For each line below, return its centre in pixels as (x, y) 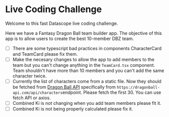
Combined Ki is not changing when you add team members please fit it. (87, 103)
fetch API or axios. (32, 98)
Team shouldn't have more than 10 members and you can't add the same (88, 71)
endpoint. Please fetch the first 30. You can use (112, 93)
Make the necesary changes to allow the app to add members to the (83, 60)
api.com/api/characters (38, 93)
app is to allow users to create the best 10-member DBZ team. (70, 38)
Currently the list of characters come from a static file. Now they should (87, 82)
